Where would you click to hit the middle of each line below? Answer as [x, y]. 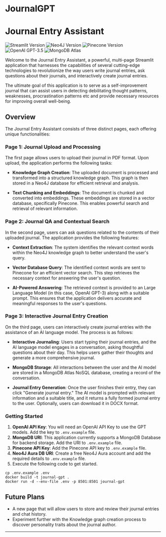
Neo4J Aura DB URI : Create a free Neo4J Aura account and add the [82, 453]
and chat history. [29, 514]
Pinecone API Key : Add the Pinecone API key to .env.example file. [79, 448]
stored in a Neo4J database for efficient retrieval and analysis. [76, 183]
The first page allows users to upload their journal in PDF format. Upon [77, 158]
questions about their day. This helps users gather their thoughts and [83, 352]
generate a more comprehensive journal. [54, 357]
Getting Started [24, 416]
